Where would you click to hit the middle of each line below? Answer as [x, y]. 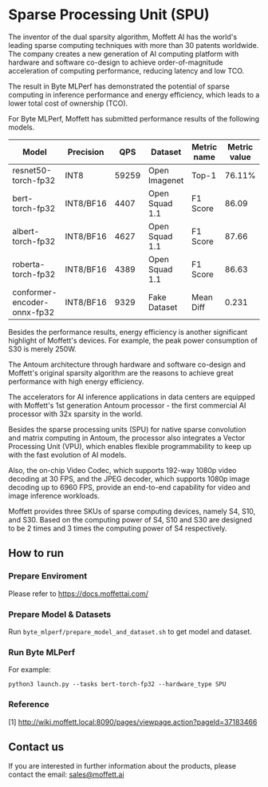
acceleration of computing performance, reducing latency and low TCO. [126, 70]
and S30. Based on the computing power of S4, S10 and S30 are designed [130, 519]
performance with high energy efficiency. [76, 381]
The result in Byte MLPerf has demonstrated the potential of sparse [119, 86]
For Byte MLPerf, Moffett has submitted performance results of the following [134, 118]
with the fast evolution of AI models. [67, 455]
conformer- [35, 292]
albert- [26, 231]
